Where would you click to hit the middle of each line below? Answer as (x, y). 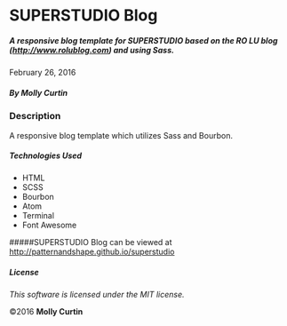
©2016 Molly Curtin (46, 312)
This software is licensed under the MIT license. (97, 295)
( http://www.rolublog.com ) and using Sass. (92, 50)
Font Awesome (49, 225)
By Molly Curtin (39, 92)
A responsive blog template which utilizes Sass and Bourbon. (121, 135)
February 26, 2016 (43, 73)
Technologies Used (46, 155)
